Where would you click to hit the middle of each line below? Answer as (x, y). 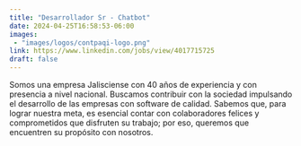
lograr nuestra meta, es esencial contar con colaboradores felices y (134, 113)
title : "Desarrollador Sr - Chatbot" (80, 17)
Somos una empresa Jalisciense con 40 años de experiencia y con (133, 85)
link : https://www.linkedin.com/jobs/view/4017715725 (112, 51)
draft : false (34, 59)
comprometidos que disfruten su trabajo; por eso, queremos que (129, 123)
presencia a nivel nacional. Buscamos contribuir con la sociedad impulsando (151, 94)
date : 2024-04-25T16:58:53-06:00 (72, 26)
